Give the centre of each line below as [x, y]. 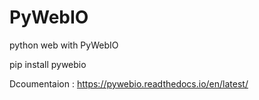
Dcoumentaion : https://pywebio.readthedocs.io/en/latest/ [129, 83]
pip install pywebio [48, 64]
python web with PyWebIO [64, 45]
